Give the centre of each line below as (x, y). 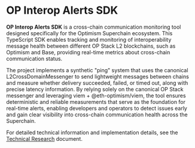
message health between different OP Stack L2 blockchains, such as (91, 46)
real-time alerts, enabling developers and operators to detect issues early (97, 108)
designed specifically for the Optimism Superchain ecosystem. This (89, 33)
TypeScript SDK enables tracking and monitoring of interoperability (89, 39)
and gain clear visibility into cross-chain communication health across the (97, 115)
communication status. (34, 58)
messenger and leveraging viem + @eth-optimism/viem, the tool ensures (96, 95)
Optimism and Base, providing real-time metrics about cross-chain (88, 52)
